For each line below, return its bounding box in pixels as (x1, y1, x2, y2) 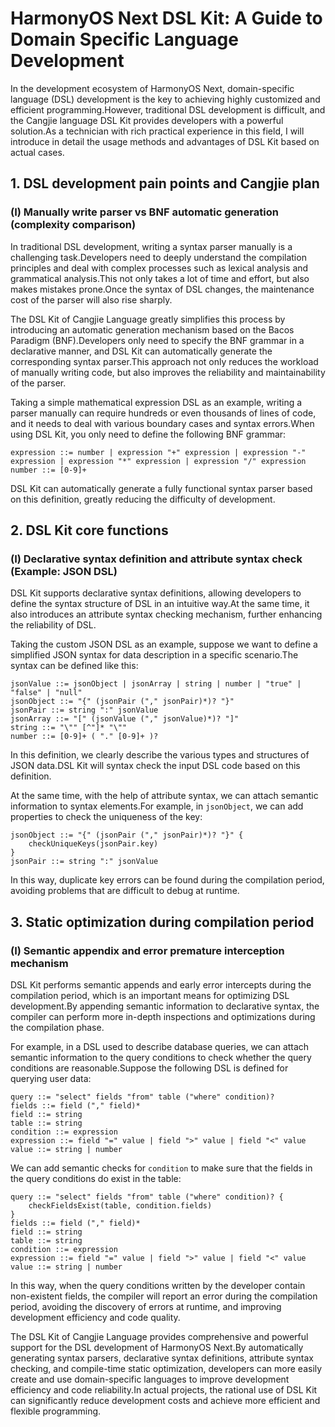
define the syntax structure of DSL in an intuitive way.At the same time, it (10, 598, 310, 610)
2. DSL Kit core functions (10, 522, 169, 539)
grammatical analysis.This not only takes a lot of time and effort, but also (10, 272, 310, 284)
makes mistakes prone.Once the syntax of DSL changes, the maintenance (10, 283, 315, 295)
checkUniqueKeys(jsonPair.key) (28, 839, 159, 849)
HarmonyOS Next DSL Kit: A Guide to (10, 7, 323, 30)
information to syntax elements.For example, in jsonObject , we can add (10, 800, 304, 812)
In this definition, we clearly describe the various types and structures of (10, 749, 310, 761)
